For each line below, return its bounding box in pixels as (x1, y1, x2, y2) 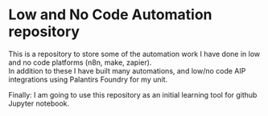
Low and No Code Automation (8, 6, 212, 24)
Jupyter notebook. (8, 98, 70, 108)
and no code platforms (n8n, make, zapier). (8, 58, 152, 67)
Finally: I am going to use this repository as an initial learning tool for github (8, 90, 258, 99)
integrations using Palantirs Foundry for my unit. (8, 74, 168, 84)
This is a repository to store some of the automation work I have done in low (8, 49, 261, 58)
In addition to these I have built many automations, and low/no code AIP (8, 66, 246, 75)
